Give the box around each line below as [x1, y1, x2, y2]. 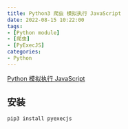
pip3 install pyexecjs [7, 115, 72, 122]
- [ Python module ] [7, 29, 60, 36]
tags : [7, 23, 23, 30]
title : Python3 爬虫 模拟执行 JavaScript [7, 10, 122, 17]
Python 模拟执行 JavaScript [7, 74, 85, 82]
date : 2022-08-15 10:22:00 [7, 16, 85, 23]
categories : [7, 49, 41, 56]
